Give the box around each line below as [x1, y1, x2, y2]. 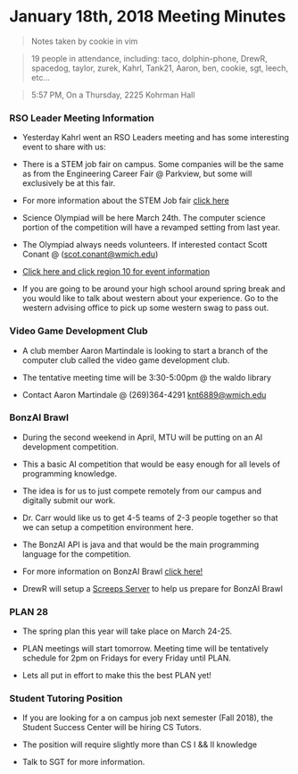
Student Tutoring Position [9, 693, 123, 705]
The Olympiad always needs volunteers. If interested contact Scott [21, 240, 268, 250]
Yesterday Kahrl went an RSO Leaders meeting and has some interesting [21, 132, 290, 143]
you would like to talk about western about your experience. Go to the [21, 293, 279, 304]
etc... [30, 72, 51, 82]
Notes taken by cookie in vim [30, 36, 138, 46]
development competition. [21, 441, 119, 452]
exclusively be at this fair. [21, 178, 116, 189]
